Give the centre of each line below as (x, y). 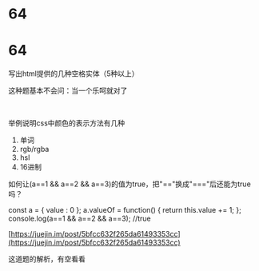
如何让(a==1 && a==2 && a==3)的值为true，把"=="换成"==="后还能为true (130, 184)
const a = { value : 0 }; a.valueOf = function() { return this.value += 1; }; (125, 210)
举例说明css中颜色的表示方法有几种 (67, 123)
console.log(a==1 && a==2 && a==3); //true (80, 219)
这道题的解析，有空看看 (47, 259)
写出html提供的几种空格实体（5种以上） (74, 74)
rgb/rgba (34, 149)
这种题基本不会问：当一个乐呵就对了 (68, 91)
